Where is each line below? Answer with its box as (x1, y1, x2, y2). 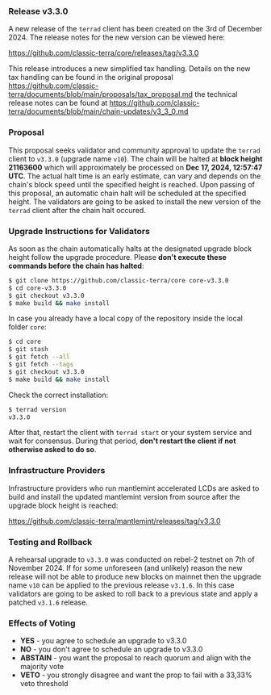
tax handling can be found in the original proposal (8, 73, 173, 82)
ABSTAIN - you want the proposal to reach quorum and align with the (19, 653, 252, 663)
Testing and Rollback (8, 536, 93, 547)
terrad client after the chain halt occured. (8, 205, 147, 215)
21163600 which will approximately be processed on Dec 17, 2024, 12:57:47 (8, 162, 263, 172)
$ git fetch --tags (8, 361, 74, 369)
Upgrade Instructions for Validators (8, 225, 151, 237)
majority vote (19, 662, 65, 672)
